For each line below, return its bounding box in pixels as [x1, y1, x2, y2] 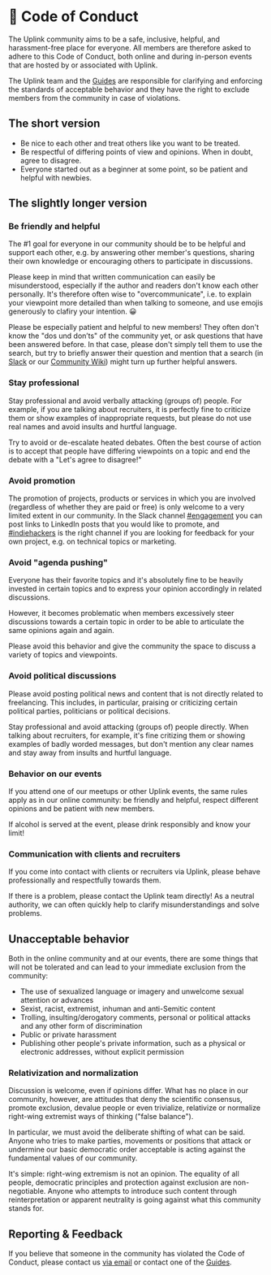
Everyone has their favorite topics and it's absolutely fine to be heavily [8, 575, 243, 585]
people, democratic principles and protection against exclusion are [8, 1177, 232, 1187]
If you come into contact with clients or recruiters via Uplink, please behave [8, 867, 261, 877]
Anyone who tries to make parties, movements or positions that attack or [8, 1136, 252, 1146]
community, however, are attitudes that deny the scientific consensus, [8, 1095, 243, 1104]
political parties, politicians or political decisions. [8, 706, 170, 716]
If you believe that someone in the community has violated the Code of [8, 1249, 245, 1259]
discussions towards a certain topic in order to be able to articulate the [8, 617, 245, 627]
